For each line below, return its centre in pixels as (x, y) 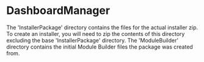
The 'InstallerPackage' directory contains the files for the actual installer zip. (102, 27)
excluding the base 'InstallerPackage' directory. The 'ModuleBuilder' (93, 40)
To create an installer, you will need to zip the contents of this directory (96, 33)
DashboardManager (58, 11)
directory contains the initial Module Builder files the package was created (100, 47)
